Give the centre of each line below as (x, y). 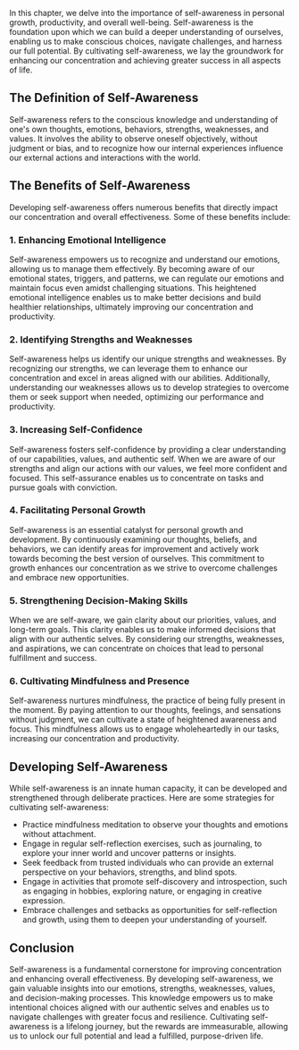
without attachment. (59, 834)
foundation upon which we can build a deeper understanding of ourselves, (146, 32)
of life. (21, 70)
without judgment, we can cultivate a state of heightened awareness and (143, 720)
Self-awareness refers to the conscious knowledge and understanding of (144, 119)
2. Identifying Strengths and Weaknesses (101, 339)
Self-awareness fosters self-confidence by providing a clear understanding (148, 449)
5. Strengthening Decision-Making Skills (99, 600)
